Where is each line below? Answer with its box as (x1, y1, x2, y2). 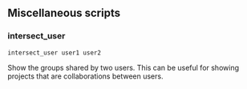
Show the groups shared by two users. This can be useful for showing (7, 63, 240, 72)
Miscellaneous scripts (7, 6, 121, 20)
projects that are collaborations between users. (7, 71, 164, 81)
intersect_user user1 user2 (7, 48, 102, 57)
